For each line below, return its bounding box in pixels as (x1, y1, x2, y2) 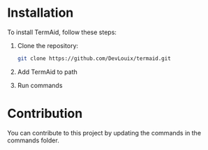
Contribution (7, 106, 83, 121)
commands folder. (7, 136, 59, 144)
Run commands (17, 81, 63, 89)
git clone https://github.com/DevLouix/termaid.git (17, 54, 171, 62)
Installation (7, 5, 74, 21)
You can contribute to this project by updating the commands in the (7, 128, 201, 137)
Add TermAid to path (17, 68, 78, 76)
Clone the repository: (17, 41, 79, 50)
